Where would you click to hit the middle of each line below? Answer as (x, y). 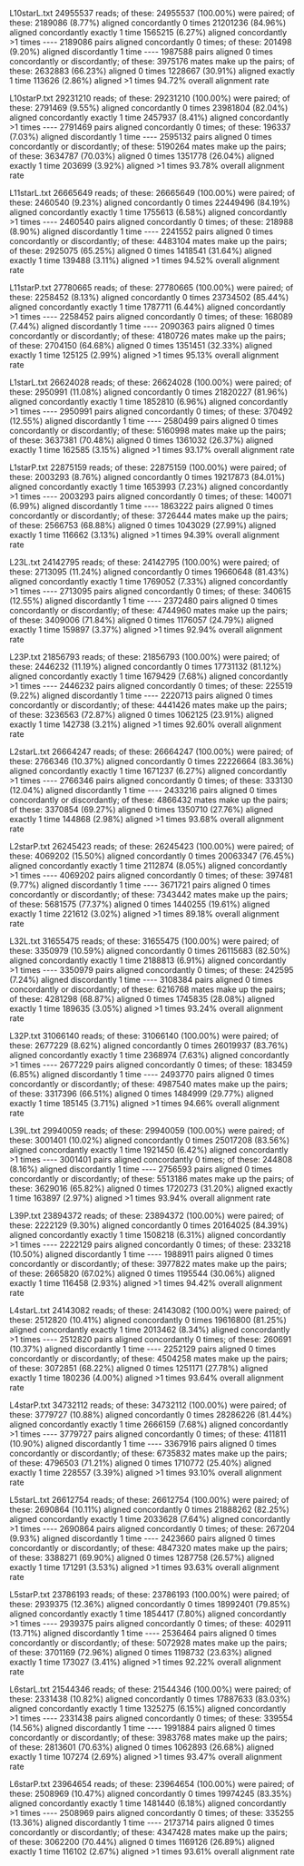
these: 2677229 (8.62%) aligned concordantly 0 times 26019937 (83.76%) (149, 1046)
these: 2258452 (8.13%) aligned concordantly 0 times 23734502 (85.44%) (149, 297)
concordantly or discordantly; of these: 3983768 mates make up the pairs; (148, 1738)
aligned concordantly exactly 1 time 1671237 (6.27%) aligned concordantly (148, 771)
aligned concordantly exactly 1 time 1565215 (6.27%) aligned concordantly (148, 32)
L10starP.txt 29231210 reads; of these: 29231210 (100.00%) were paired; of (150, 98)
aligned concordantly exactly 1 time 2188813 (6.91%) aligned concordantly (148, 960)
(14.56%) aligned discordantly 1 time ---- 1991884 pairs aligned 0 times (142, 1728)
